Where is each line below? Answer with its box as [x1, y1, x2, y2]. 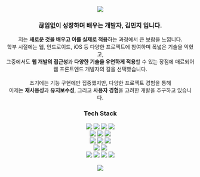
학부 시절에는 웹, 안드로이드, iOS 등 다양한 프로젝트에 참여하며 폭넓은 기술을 [7, 43, 183, 50]
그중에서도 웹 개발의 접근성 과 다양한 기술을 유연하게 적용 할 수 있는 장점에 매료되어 [6, 58, 195, 65]
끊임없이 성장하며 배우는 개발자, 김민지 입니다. [38, 21, 162, 29]
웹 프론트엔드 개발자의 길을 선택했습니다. [53, 65, 147, 73]
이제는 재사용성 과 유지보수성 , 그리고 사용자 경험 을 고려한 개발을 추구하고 [8, 87, 176, 94]
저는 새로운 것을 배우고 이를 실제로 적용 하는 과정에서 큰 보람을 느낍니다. [18, 36, 183, 43]
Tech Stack [83, 109, 118, 118]
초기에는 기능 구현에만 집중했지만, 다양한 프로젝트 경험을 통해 [29, 80, 171, 87]
